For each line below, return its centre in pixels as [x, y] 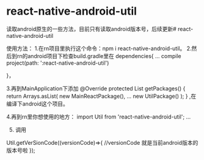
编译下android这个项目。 [38, 104]
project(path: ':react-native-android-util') [58, 63]
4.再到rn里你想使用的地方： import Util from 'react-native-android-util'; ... [99, 117]
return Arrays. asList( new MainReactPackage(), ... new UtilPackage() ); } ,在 [101, 96]
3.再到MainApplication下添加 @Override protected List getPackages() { [96, 88]
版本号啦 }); [21, 150]
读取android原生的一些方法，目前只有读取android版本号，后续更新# [92, 29]
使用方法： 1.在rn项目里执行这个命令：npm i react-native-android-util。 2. [99, 48]
